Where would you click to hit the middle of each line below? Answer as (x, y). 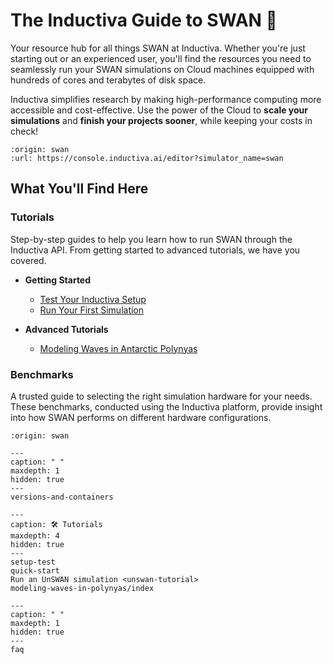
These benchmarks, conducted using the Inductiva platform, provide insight (166, 406)
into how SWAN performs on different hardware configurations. (141, 417)
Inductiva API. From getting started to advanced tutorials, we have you (155, 250)
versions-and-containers (62, 497)
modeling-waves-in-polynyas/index (82, 588)
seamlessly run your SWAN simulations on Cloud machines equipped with (162, 69)
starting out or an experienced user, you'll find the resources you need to (161, 58)
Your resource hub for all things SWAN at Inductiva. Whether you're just (158, 48)
